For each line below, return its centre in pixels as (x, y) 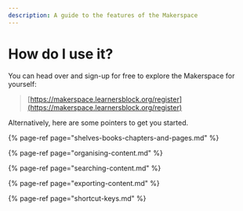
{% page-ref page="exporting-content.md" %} (84, 183)
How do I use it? (61, 54)
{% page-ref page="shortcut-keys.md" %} (77, 198)
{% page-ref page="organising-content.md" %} (85, 152)
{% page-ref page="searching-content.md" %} (85, 168)
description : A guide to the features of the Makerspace (103, 15)
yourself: (22, 84)
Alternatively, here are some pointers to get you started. (98, 123)
